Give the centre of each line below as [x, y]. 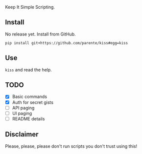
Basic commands [30, 96]
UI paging [22, 113]
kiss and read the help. [29, 70]
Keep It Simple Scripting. [30, 7]
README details [28, 118]
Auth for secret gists [33, 102]
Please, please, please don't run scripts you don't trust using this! [71, 146]
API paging [23, 108]
